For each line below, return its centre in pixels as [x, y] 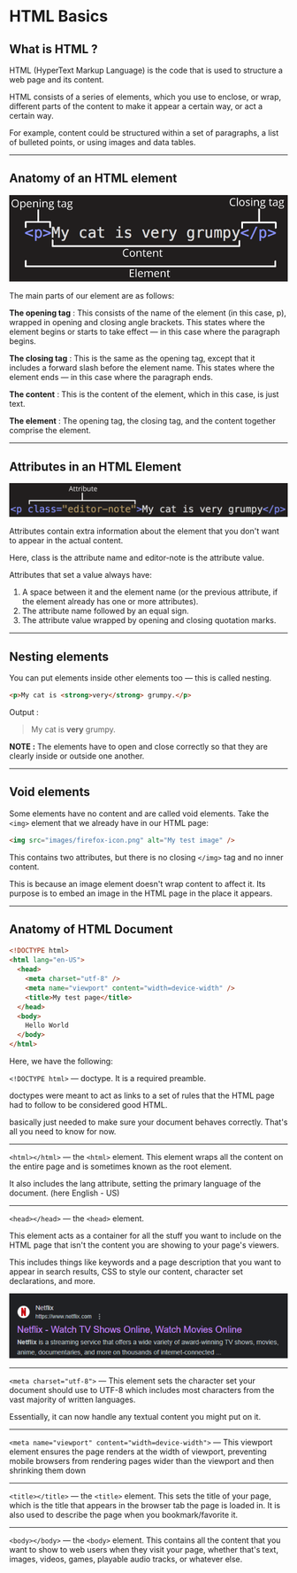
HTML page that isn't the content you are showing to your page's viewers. [144, 1245]
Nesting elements [59, 656]
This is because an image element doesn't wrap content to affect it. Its [137, 884]
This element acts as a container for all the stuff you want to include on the [145, 1235]
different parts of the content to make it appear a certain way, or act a [136, 106]
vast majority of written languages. [72, 1399]
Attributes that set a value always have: [80, 575]
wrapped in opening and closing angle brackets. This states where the [137, 323]
